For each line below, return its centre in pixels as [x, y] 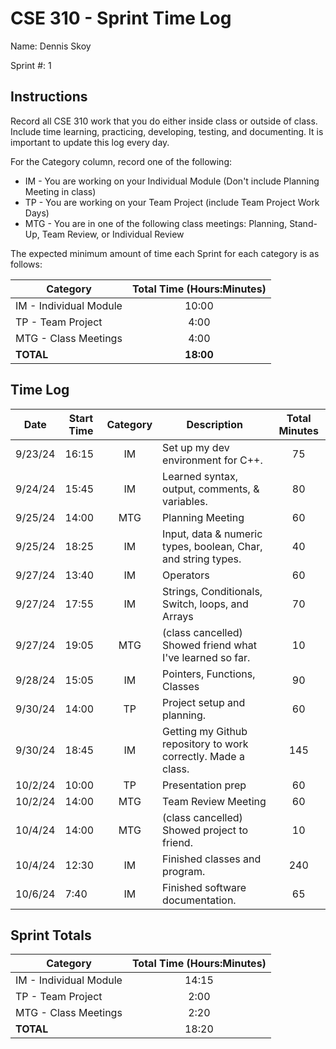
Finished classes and [212, 859]
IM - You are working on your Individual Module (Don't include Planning [172, 181]
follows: [26, 264]
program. [184, 871]
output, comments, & [211, 489]
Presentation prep [204, 785]
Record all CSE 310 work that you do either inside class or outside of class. [164, 121]
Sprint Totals [51, 935]
